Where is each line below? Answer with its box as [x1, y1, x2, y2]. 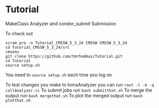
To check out [5, 30, 33, 36]
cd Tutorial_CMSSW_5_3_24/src [5, 45, 70, 50]
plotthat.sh [5, 98, 31, 103]
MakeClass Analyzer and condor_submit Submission [5, 20, 116, 27]
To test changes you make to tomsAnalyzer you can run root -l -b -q [5, 81, 154, 88]
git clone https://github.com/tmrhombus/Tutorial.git [5, 54, 123, 59]
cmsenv [5, 49, 19, 54]
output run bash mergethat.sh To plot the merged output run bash [5, 92, 143, 98]
